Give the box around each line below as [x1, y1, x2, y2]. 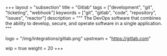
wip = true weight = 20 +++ [5, 45, 64, 51]
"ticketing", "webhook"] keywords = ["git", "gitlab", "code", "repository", [5, 10, 157, 16]
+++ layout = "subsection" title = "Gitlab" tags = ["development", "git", [5, 5, 153, 10]
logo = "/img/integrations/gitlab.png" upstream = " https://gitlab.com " [5, 35, 151, 41]
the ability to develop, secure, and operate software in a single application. [5, 20, 162, 26]
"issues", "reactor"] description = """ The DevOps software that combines [5, 15, 161, 21]
